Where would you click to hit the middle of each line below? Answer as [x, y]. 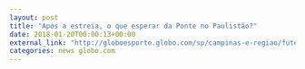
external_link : [38, 43]
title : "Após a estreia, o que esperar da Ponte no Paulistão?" [133, 26]
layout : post [34, 17]
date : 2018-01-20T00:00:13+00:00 [73, 34]
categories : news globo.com [63, 51]
